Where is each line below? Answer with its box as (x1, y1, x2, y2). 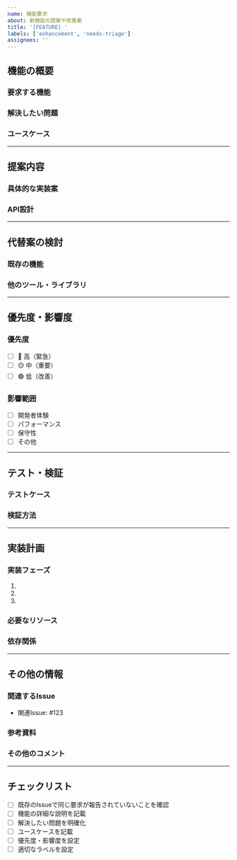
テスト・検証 (7, 467, 63, 479)
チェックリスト (7, 780, 73, 792)
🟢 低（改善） (17, 372, 57, 380)
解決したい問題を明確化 (17, 818, 86, 827)
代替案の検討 (7, 236, 63, 248)
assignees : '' (7, 37, 49, 44)
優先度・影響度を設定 (17, 836, 80, 844)
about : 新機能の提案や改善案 (7, 17, 83, 24)
